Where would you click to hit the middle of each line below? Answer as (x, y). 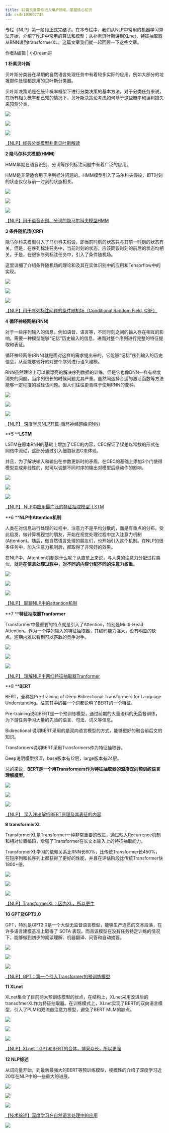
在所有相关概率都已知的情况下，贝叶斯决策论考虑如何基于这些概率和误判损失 (84, 97)
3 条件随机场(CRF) (24, 231)
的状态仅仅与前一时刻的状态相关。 (40, 181)
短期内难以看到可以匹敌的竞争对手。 (51, 637)
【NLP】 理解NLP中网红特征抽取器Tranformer (53, 676)
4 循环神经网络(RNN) (27, 321)
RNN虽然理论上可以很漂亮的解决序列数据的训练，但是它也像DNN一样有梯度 (83, 372)
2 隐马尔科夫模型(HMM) (30, 154)
